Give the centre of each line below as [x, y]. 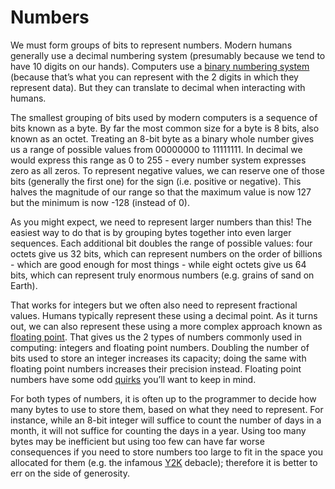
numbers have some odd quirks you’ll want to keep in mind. [133, 379]
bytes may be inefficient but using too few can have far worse [137, 441]
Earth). [24, 285]
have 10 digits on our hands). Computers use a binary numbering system [160, 66]
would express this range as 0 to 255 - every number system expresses [158, 160]
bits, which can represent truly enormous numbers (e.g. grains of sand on [162, 275]
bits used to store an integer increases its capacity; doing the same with [158, 358]
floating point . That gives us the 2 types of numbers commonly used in [156, 337]
